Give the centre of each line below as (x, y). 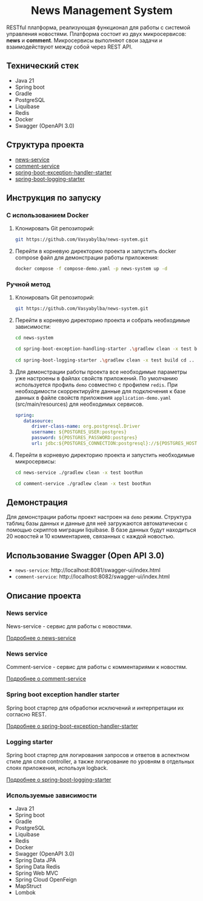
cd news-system (34, 338)
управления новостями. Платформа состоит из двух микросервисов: (96, 33)
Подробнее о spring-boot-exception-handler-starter (72, 726)
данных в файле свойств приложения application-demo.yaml (93, 397)
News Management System (102, 11)
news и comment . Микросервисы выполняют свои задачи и (84, 40)
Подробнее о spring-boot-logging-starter (59, 779)
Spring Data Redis (38, 867)
